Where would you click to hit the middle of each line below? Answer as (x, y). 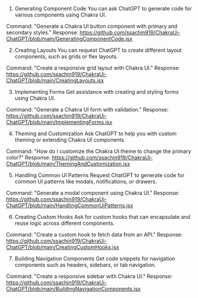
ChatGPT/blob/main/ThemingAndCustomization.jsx (68, 164)
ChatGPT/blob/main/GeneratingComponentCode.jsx (69, 39)
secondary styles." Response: (42, 32)
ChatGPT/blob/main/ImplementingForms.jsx (59, 122)
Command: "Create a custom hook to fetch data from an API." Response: (94, 235)
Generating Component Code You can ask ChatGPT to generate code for (103, 9)
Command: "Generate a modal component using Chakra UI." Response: (93, 193)
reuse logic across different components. (65, 223)
